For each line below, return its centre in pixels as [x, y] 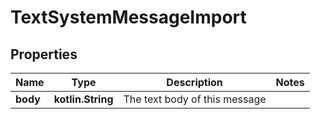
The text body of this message [195, 99]
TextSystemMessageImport [128, 17]
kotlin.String [83, 99]
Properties [44, 54]
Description [194, 82]
